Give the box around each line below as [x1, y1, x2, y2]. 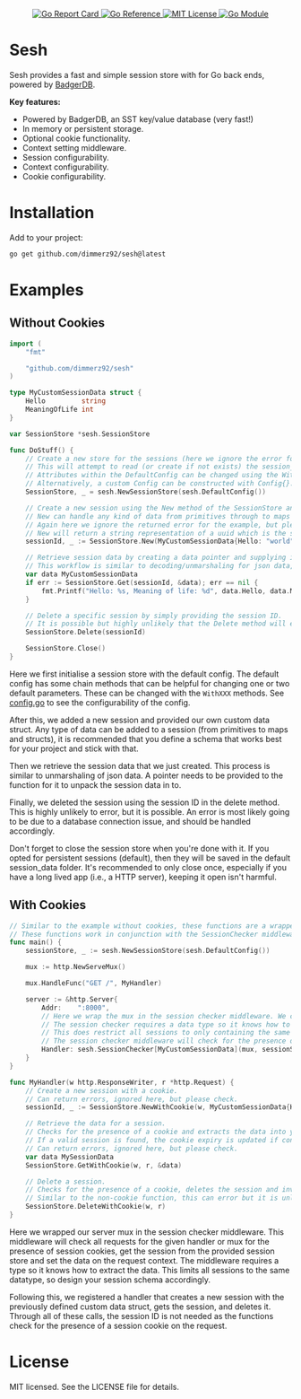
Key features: [9, 96, 61, 107]
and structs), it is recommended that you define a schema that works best [9, 733, 282, 744]
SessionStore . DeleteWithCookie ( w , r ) [25, 1202, 167, 1211]
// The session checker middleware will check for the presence [41, 1036, 287, 1045]
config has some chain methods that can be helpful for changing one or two [9, 678, 290, 688]
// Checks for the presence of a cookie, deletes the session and [25, 1185, 279, 1194]
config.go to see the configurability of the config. [9, 696, 191, 708]
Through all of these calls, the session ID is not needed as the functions [9, 1310, 274, 1321]
